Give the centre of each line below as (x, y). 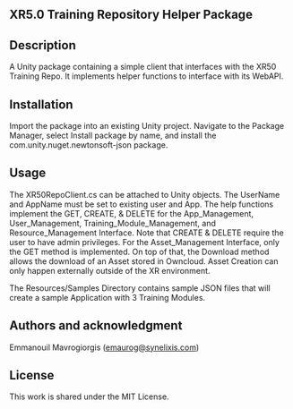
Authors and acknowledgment (96, 326)
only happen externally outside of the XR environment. (110, 270)
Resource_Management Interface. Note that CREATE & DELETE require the (146, 233)
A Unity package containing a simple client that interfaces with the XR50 (143, 67)
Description (43, 45)
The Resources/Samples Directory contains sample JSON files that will (140, 288)
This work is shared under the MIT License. (89, 396)
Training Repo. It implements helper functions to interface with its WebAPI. (146, 76)
